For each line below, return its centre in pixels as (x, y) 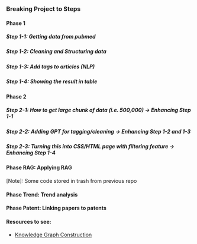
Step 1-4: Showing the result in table (52, 81)
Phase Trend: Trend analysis (42, 194)
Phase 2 (16, 96)
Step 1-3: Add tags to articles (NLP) (51, 66)
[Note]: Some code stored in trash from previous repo (72, 180)
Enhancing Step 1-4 (31, 153)
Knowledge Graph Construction (53, 235)
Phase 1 (16, 23)
